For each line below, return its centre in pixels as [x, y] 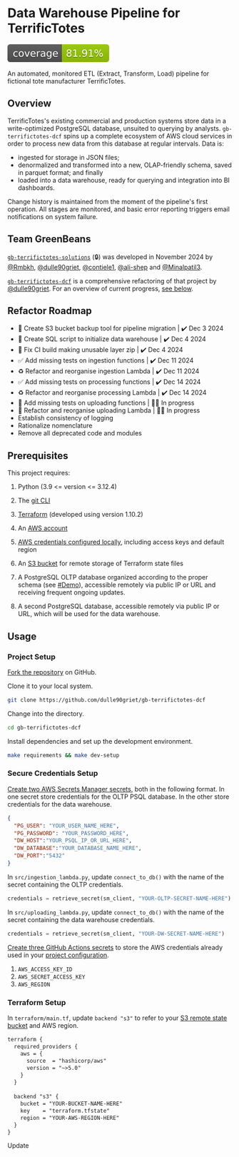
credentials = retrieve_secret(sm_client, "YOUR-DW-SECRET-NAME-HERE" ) [116, 934]
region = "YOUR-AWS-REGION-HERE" [70, 1118]
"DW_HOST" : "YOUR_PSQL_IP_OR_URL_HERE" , [73, 841]
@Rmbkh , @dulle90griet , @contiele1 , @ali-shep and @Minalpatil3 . [105, 267]
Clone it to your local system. [50, 686]
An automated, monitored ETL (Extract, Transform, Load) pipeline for [108, 74]
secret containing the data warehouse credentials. [81, 919]
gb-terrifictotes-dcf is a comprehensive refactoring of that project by [112, 281]
